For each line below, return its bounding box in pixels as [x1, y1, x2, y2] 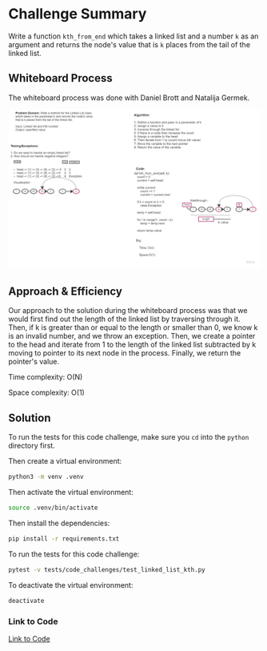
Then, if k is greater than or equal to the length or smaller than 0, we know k [8, 323, 258, 332]
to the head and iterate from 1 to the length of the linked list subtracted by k [8, 340, 257, 349]
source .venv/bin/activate [8, 504, 98, 512]
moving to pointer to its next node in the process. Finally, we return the [8, 348, 241, 358]
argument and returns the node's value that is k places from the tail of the [8, 39, 250, 49]
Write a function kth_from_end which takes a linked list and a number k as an [8, 31, 259, 41]
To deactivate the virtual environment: [8, 580, 133, 589]
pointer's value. [8, 357, 60, 367]
